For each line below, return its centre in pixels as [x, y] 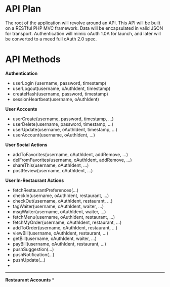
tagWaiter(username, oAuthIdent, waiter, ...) [58, 206]
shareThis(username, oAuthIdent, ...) [51, 165]
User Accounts [21, 109]
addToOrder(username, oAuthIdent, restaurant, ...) [65, 227]
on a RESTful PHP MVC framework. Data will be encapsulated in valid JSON [84, 28]
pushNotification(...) [33, 254]
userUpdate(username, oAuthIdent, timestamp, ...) [65, 129]
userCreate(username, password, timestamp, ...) [63, 119]
